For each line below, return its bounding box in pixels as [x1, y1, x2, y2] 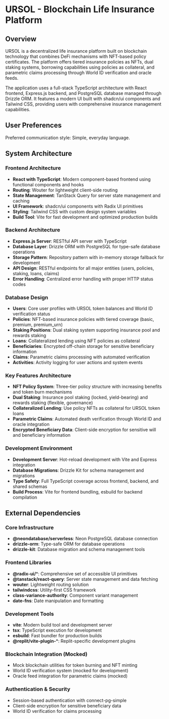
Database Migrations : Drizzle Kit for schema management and [12, 467, 144, 473]
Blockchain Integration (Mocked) [5, 650, 88, 658]
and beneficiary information [12, 432, 71, 438]
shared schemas [12, 483, 48, 489]
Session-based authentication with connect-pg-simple [12, 697, 127, 703]
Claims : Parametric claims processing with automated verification [12, 354, 150, 360]
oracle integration [12, 421, 50, 428]
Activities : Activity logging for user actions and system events [12, 360, 143, 366]
